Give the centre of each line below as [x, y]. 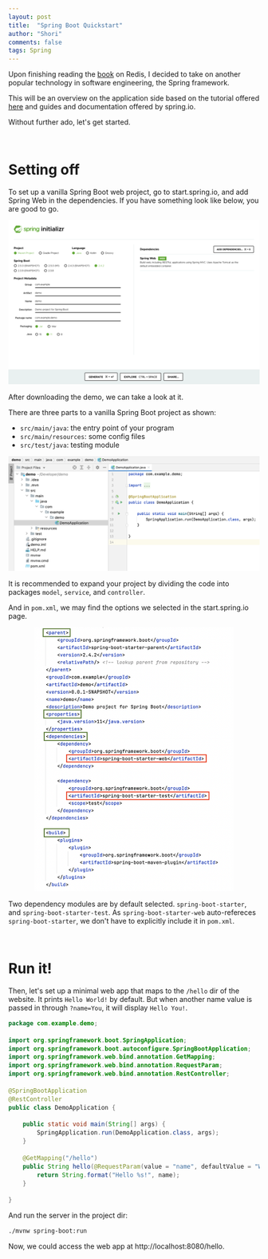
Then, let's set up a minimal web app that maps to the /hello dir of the [124, 991]
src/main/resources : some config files [83, 436]
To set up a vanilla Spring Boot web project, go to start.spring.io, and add [128, 192]
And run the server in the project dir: [68, 1215]
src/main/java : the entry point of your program [97, 428]
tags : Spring [30, 51]
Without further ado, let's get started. [69, 122]
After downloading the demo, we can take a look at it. [96, 397]
